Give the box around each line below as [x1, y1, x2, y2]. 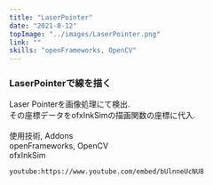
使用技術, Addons [9, 131, 74, 141]
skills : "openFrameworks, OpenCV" [9, 46, 138, 55]
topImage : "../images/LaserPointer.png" [9, 29, 162, 38]
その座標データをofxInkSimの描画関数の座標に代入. [9, 110, 196, 121]
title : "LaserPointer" [9, 12, 93, 22]
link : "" [9, 37, 42, 47]
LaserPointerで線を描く [9, 77, 112, 90]
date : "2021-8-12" [9, 21, 77, 30]
